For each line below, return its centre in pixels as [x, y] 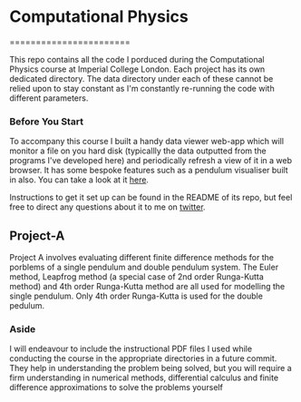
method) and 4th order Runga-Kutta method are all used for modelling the [147, 287]
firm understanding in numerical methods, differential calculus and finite [144, 377]
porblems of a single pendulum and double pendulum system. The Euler [144, 267]
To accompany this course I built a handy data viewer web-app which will [146, 142]
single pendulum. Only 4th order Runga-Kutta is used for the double [136, 296]
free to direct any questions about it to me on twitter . [107, 207]
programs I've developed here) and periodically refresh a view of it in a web [151, 161]
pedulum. [27, 306]
